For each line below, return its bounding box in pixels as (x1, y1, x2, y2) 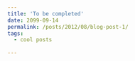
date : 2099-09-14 (7, 17, 59, 24)
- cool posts (13, 36, 53, 43)
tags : (7, 29, 23, 37)
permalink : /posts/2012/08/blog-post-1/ (7, 23, 129, 30)
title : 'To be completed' (7, 10, 84, 18)
